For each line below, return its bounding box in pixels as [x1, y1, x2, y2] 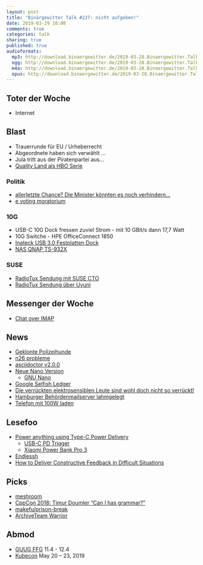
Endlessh [14, 452, 38, 460]
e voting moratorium [14, 197, 66, 205]
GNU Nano [24, 374, 51, 382]
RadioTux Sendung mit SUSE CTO [14, 274, 100, 282]
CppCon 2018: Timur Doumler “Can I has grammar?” [14, 499, 146, 506]
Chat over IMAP [14, 314, 54, 322]
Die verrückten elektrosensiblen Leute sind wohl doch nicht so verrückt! [14, 387, 195, 394]
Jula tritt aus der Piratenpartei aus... [14, 156, 105, 163]
